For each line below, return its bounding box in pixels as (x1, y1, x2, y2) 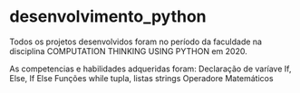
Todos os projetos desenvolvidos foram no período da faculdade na (9, 36, 263, 47)
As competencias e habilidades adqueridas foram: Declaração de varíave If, (9, 63, 292, 74)
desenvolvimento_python (9, 6, 207, 27)
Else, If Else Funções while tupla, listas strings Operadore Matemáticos (9, 72, 274, 83)
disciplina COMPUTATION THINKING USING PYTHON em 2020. (9, 45, 247, 56)
